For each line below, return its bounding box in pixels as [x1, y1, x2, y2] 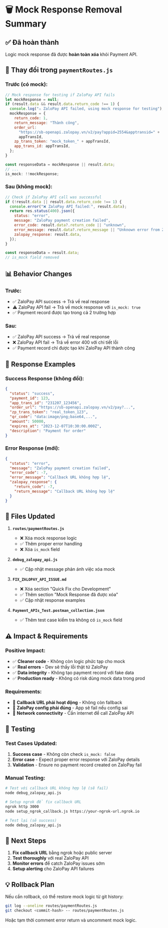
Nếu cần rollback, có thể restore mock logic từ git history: [5, 894, 124, 900]
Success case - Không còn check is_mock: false [12, 751, 116, 757]
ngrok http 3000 [5, 804, 39, 809]
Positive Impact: [5, 647, 46, 654]
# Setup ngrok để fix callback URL [5, 800, 81, 805]
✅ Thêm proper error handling [19, 541, 82, 547]
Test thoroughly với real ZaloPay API [12, 855, 89, 861]
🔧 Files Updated [5, 512, 55, 520]
